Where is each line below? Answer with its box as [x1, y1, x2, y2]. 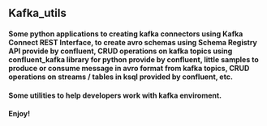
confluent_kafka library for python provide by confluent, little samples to [8, 54, 260, 64]
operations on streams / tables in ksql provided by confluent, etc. [8, 72, 234, 82]
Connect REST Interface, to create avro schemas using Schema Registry [8, 37, 258, 47]
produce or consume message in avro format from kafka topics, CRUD [8, 63, 250, 73]
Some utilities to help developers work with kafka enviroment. [8, 90, 222, 100]
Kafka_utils [8, 6, 67, 20]
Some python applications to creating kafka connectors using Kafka [8, 28, 243, 39]
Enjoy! [8, 109, 31, 119]
